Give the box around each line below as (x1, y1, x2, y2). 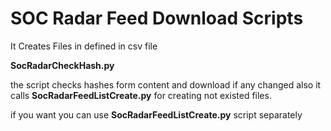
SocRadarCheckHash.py (10, 59, 115, 71)
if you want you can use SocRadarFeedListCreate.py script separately (10, 108, 303, 121)
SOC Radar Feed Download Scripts (10, 7, 304, 30)
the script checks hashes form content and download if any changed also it (10, 78, 322, 91)
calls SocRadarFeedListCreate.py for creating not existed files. (10, 89, 272, 101)
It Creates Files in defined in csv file (10, 40, 158, 52)
